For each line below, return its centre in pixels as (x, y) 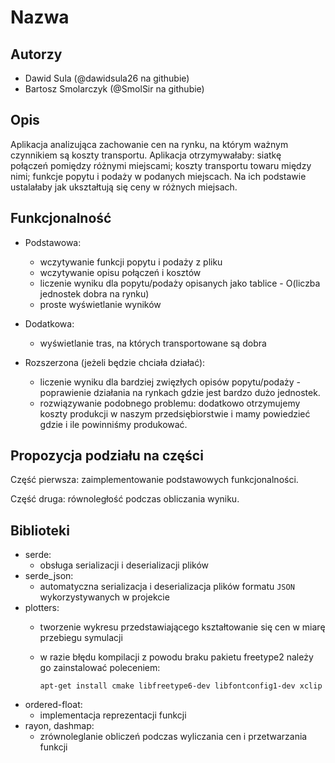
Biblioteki (40, 530)
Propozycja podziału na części (107, 456)
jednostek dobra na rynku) (94, 293)
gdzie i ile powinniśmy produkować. (113, 424)
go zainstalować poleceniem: (100, 668)
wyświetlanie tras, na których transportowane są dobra (153, 343)
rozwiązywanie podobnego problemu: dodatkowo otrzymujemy (170, 403)
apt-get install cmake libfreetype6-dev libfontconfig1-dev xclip (181, 686)
